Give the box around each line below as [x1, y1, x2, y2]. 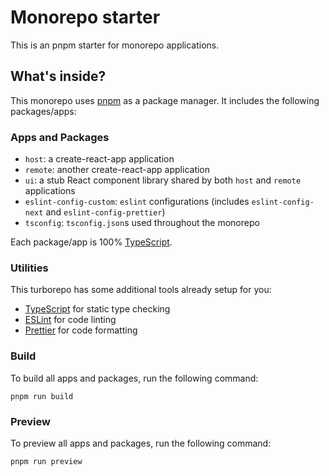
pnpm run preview [10, 456, 83, 466]
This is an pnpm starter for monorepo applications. [10, 39, 220, 51]
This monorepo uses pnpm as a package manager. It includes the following [10, 94, 320, 106]
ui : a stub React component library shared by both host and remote [24, 174, 302, 186]
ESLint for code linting [24, 314, 117, 326]
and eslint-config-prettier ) [45, 206, 166, 218]
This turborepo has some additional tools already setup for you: [10, 284, 272, 296]
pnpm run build [10, 391, 74, 401]
